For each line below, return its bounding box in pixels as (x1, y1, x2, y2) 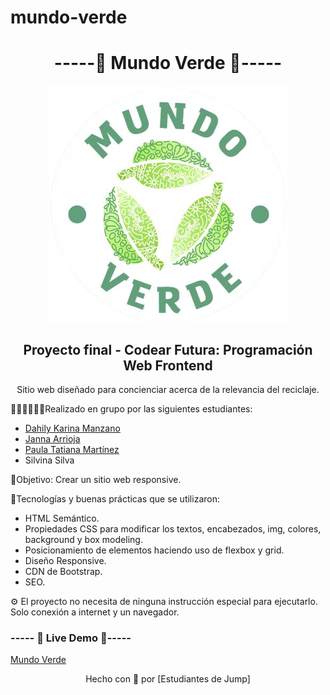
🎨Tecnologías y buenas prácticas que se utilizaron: (10, 492, 220, 505)
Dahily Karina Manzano (24, 422, 121, 434)
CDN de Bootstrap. (24, 565, 103, 577)
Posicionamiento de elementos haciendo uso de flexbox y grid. (24, 544, 285, 556)
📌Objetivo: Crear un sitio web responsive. (10, 473, 182, 485)
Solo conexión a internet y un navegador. (10, 606, 180, 618)
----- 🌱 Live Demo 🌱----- (10, 631, 132, 645)
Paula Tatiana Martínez (24, 443, 120, 455)
